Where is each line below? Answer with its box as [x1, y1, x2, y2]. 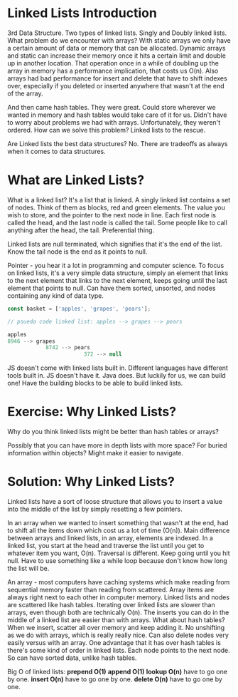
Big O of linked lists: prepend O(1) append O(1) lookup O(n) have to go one [7, 668, 227, 676]
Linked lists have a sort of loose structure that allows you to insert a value [7, 497, 222, 505]
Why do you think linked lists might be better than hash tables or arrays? [7, 428, 219, 436]
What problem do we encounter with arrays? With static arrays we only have [7, 36, 231, 44]
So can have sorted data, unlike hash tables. [7, 654, 137, 662]
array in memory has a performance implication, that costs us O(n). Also [7, 66, 219, 75]
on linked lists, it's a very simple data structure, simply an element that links [7, 269, 229, 277]
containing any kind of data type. [7, 291, 104, 300]
